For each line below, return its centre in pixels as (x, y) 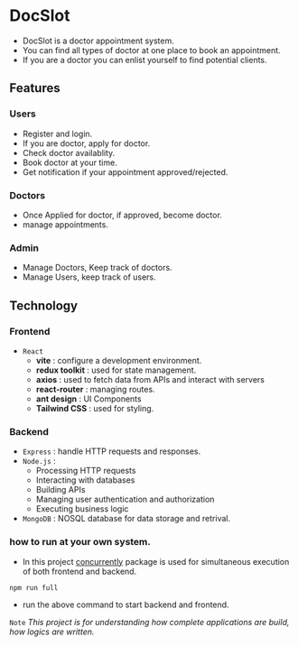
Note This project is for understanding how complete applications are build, (149, 623)
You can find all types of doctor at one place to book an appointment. (152, 50)
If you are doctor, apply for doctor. (86, 143)
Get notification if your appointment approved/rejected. (125, 171)
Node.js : (39, 461)
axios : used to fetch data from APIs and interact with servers (150, 379)
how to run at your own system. (80, 542)
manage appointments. (65, 224)
